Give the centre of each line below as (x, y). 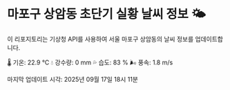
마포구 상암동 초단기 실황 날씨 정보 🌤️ (106, 14)
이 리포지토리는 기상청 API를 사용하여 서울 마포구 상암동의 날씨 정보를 (100, 39)
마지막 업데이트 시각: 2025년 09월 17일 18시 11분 (73, 79)
